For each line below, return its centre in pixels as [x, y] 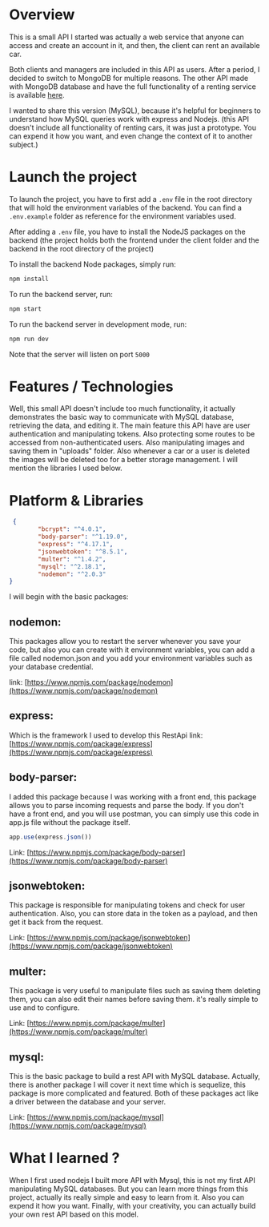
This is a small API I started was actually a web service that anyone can [127, 37]
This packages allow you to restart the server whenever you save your [125, 642]
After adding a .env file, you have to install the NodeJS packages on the [128, 231]
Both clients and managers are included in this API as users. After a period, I [134, 69]
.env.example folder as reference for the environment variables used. [123, 216]
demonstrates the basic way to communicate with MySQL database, [122, 417]
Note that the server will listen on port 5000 [80, 354]
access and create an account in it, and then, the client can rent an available [134, 45]
